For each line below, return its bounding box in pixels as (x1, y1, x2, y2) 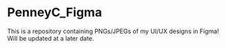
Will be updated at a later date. (7, 34, 94, 42)
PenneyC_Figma (7, 5, 102, 20)
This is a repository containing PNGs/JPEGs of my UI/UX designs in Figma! (7, 27, 219, 35)
